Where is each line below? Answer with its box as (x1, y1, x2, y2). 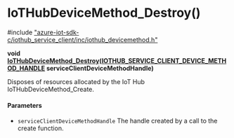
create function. (17, 124, 64, 132)
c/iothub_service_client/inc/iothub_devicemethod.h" (7, 35, 158, 43)
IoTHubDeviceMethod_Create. (7, 85, 95, 93)
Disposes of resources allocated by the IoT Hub (7, 77, 145, 85)
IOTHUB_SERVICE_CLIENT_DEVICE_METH (101, 56, 227, 64)
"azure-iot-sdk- (34, 28, 79, 36)
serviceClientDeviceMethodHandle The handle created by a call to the (17, 117, 218, 125)
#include (7, 28, 33, 36)
